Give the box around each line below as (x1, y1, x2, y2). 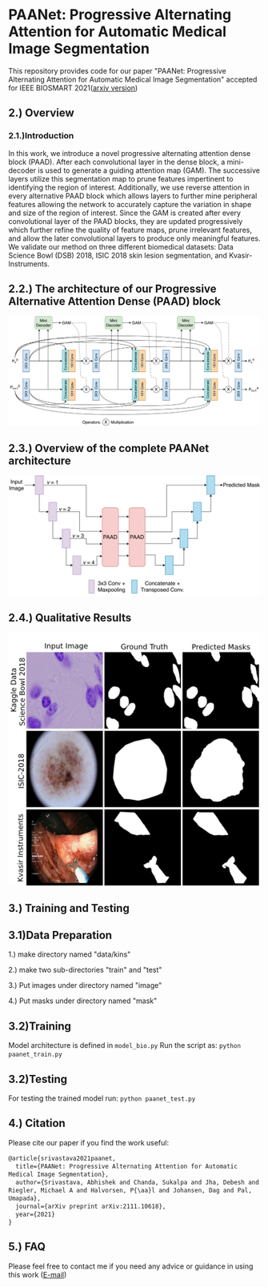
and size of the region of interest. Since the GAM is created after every (8, 208, 242, 218)
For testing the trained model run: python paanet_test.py (8, 1093, 196, 1103)
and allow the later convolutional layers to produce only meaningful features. (8, 234, 261, 243)
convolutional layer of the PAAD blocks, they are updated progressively (8, 216, 243, 226)
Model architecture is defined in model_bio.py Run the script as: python (8, 1041, 242, 1050)
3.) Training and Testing (8, 901, 130, 915)
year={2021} (15, 1210, 56, 1218)
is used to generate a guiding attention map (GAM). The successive (38, 166, 260, 175)
